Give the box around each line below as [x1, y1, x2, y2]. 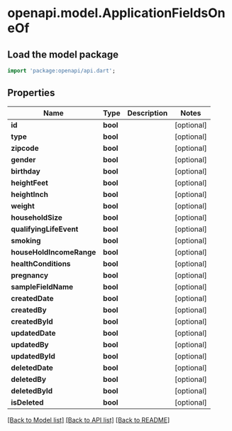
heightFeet [11, 178, 48, 188]
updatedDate [11, 328, 56, 338]
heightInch [11, 189, 48, 199]
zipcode [11, 143, 39, 153]
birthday [11, 166, 40, 176]
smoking [11, 235, 41, 245]
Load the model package [7, 48, 119, 60]
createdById [11, 316, 53, 326]
